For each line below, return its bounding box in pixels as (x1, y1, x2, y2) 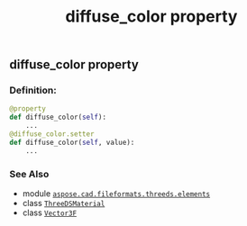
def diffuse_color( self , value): (9, 138, 135, 147)
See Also (9, 167, 50, 180)
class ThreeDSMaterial (22, 198, 105, 209)
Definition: (9, 84, 57, 96)
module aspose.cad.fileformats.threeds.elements (22, 188, 210, 199)
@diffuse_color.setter (9, 130, 95, 139)
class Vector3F (22, 207, 78, 218)
